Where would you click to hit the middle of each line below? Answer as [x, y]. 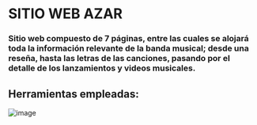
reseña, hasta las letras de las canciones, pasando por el [119, 59]
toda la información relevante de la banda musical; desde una [128, 48]
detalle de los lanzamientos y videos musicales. [102, 68]
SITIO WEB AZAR [65, 14]
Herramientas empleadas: [74, 94]
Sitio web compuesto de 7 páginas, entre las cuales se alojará [128, 39]
